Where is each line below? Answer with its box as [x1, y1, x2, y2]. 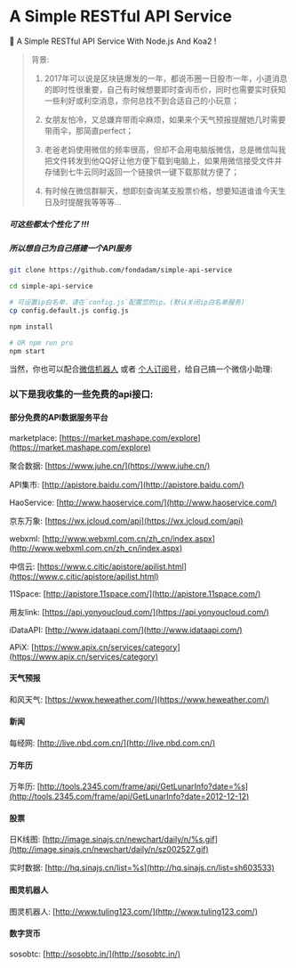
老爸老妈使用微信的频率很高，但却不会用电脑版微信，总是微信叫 [44, 144, 278, 155]
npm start [9, 346, 46, 355]
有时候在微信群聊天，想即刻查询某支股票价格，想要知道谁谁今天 [44, 185, 278, 196]
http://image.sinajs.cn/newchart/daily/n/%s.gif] [44, 834, 218, 845]
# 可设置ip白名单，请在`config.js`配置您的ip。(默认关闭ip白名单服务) [9, 298, 245, 307]
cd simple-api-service [9, 282, 93, 291]
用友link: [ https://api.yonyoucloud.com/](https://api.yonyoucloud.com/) [9, 606, 269, 617]
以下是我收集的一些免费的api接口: [9, 388, 154, 401]
